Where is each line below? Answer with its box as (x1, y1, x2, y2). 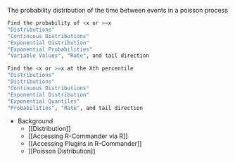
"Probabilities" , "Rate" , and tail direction (7, 104, 143, 111)
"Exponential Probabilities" (7, 46, 93, 53)
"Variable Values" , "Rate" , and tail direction (7, 52, 150, 59)
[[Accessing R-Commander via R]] (27, 132, 128, 140)
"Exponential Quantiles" (7, 98, 80, 105)
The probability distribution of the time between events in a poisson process (7, 6, 229, 14)
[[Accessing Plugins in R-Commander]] (27, 139, 142, 148)
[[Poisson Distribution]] (27, 147, 96, 156)
